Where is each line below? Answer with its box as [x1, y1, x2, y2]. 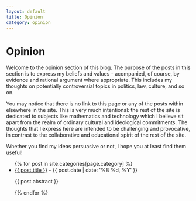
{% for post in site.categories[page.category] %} [14, 161, 133, 168]
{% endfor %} [14, 189, 49, 196]
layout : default [6, 8, 46, 15]
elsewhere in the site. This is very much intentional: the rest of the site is [6, 107, 180, 114]
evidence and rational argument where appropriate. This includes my [6, 77, 173, 84]
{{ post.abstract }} [14, 178, 59, 185]
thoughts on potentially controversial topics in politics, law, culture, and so [6, 83, 185, 90]
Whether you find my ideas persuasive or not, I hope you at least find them [6, 143, 186, 150]
